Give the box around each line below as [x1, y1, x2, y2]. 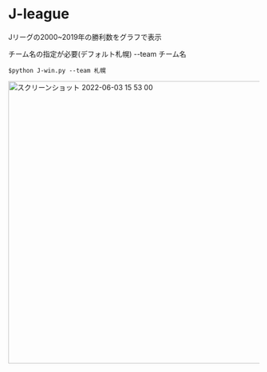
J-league [8, 5, 70, 23]
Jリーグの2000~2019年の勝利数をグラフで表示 [8, 32, 162, 42]
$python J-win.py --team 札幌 [8, 66, 106, 74]
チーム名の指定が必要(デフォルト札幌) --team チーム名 [8, 49, 187, 58]
